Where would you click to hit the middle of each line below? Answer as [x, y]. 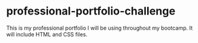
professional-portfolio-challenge [91, 11]
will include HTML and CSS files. [47, 34]
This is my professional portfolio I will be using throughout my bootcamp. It [99, 28]
